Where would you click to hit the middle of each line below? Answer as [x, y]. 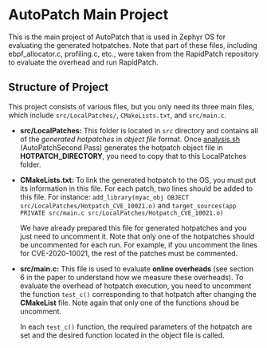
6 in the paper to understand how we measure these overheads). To [132, 277]
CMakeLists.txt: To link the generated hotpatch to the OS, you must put [138, 180]
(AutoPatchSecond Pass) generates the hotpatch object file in [121, 147]
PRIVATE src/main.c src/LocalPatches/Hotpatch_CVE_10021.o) [122, 213]
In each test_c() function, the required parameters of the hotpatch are [136, 326]
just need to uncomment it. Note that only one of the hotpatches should [137, 236]
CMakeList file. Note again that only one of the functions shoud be [130, 303]
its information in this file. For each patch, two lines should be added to [136, 188]
